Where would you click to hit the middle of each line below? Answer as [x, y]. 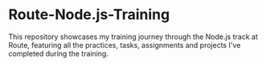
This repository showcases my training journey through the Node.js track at [133, 37]
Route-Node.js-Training [89, 15]
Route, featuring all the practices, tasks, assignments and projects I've [125, 45]
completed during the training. [58, 53]
